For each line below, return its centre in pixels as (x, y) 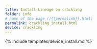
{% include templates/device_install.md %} (48, 41)
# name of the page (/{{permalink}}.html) (49, 18)
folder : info (18, 14)
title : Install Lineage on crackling (44, 9)
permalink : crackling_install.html (41, 23)
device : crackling (24, 28)
